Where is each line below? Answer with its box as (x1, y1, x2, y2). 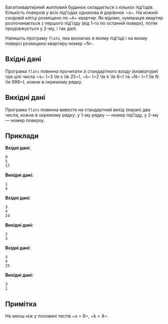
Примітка (5, 299, 37, 308)
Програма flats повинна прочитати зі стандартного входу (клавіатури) (5, 68, 158, 74)
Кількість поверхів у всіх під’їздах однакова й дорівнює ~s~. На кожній (5, 9, 158, 15)
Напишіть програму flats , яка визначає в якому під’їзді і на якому (5, 35, 148, 41)
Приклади (5, 132, 39, 140)
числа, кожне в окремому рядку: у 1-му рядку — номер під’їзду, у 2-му (5, 112, 159, 118)
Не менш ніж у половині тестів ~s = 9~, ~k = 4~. (5, 313, 109, 319)
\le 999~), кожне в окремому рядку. (5, 78, 83, 84)
